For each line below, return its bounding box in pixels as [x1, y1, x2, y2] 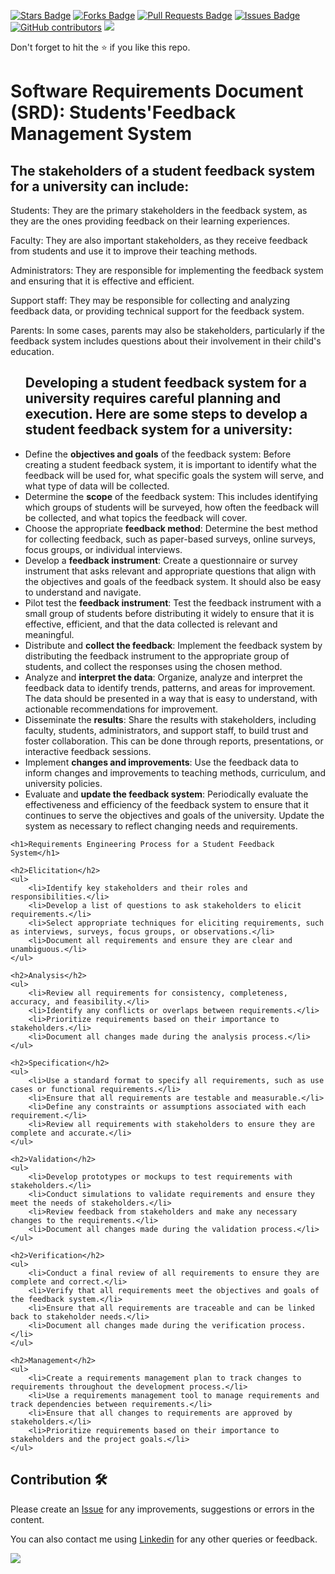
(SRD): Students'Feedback [10, 101, 237, 124]
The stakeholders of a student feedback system [10, 162, 316, 179]
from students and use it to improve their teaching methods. [10, 245, 258, 257]
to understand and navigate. [24, 586, 142, 598]
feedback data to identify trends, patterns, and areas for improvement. [24, 681, 316, 694]
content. [10, 1513, 45, 1525]
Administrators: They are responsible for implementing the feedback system [10, 265, 324, 276]
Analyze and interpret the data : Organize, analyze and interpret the [24, 671, 303, 683]
